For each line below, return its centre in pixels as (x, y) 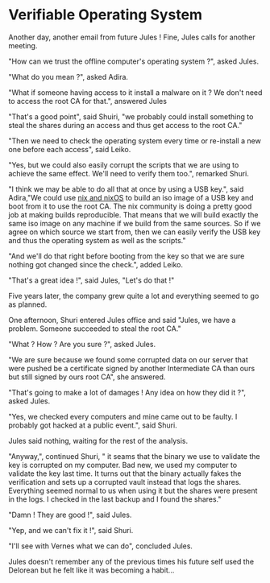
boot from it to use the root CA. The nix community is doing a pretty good (130, 206)
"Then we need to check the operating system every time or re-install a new (135, 141)
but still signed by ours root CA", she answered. (87, 377)
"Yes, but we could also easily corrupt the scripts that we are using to (124, 165)
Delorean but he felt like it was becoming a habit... (91, 570)
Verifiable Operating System (106, 15)
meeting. (23, 45)
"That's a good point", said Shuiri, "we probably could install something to (131, 116)
